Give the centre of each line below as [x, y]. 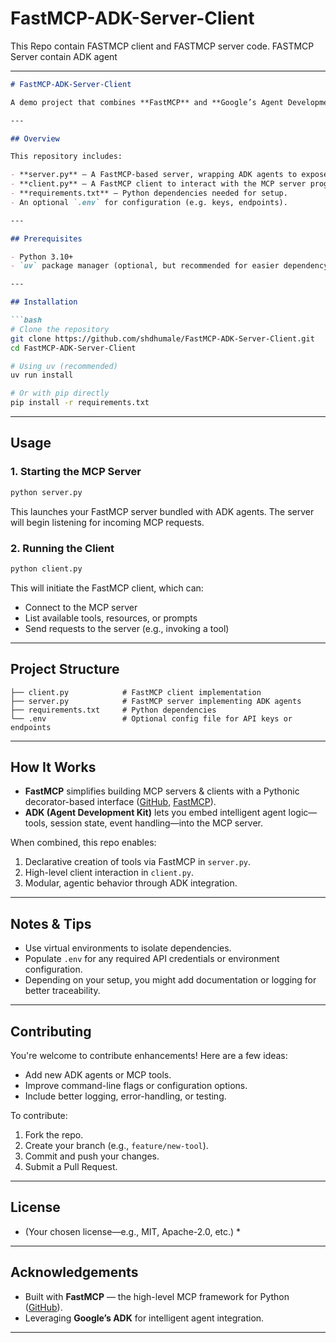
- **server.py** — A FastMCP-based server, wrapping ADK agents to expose [169, 175]
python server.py [46, 492]
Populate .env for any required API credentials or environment [152, 959]
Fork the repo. [54, 1135]
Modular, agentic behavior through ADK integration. [131, 883]
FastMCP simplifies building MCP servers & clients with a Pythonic [162, 791]
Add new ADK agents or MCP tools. [98, 1075]
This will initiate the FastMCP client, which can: [107, 588]
